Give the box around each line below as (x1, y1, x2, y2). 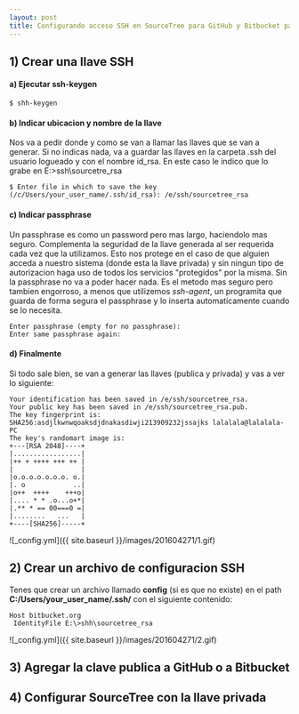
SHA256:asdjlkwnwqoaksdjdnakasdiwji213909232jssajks (9, 418, 209, 427)
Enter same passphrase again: (9, 330, 122, 339)
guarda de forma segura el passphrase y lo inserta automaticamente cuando (9, 295, 290, 306)
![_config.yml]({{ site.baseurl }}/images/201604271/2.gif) (9, 634, 217, 645)
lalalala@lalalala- (212, 418, 285, 427)
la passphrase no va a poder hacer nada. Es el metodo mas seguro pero (9, 277, 273, 287)
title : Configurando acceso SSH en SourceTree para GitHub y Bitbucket (9, 21, 280, 30)
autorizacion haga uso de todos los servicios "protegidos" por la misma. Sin (9, 267, 287, 277)
